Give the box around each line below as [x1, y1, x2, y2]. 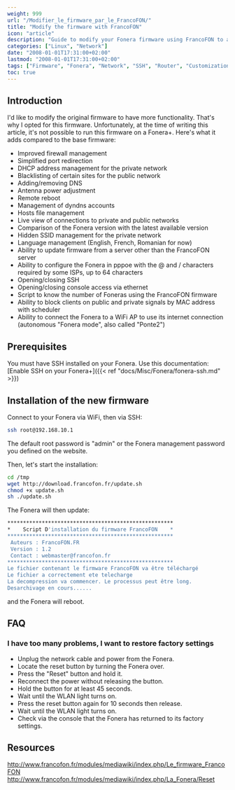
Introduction [7, 95, 63, 106]
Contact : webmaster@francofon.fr [10, 552, 111, 559]
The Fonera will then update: [7, 506, 90, 515]
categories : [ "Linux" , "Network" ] [7, 43, 108, 50]
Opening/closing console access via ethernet [17, 283, 148, 291]
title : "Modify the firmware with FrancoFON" [7, 23, 142, 30]
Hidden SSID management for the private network [17, 231, 162, 240]
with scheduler [17, 305, 61, 314]
